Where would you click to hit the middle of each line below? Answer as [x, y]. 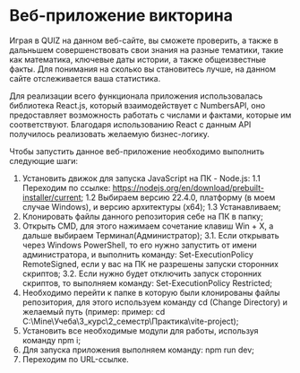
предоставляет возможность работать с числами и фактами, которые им [150, 115]
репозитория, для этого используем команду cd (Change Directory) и [155, 302]
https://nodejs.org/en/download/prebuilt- [188, 187]
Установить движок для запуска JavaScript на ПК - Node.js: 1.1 [141, 178]
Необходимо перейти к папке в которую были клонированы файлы [151, 292]
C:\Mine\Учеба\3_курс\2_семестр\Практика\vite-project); [130, 321]
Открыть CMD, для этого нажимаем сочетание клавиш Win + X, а [148, 226]
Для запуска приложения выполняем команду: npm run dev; [138, 350]
